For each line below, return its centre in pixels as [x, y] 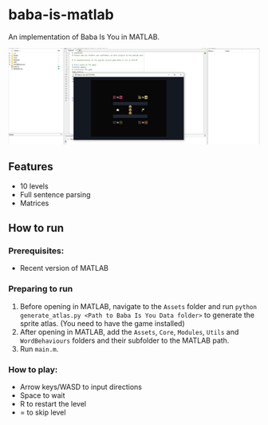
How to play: [33, 369]
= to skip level [43, 412]
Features [31, 167]
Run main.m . [39, 348]
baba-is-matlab [61, 15]
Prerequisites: [36, 251]
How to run [36, 228]
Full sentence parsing [55, 194]
